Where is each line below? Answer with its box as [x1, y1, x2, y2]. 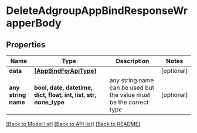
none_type [34, 98, 64, 106]
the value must [109, 91, 151, 99]
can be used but [109, 83, 154, 92]
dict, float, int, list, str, [34, 91, 97, 99]
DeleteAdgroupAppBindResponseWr [6, 4, 188, 17]
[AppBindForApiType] [34, 67, 97, 75]
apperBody [6, 16, 62, 30]
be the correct [109, 98, 149, 106]
